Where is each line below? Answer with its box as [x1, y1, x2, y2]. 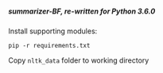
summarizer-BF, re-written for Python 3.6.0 [8, 6, 156, 16]
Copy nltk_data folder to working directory [8, 56, 149, 65]
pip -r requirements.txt [8, 41, 91, 49]
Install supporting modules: [8, 26, 98, 36]
